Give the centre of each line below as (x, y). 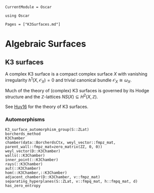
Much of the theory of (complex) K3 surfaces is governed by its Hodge (77, 91)
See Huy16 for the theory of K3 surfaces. (47, 107)
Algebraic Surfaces (46, 44)
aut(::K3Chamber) (23, 169)
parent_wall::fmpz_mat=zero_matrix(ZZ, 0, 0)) (54, 147)
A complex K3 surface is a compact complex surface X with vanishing (76, 74)
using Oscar (17, 16)
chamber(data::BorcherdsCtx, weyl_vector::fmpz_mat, (60, 143)
